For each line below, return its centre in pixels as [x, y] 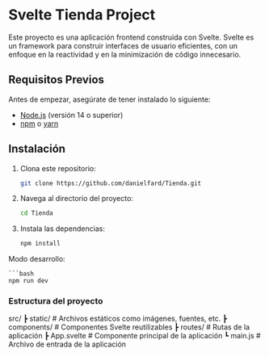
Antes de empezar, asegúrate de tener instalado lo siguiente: [109, 99]
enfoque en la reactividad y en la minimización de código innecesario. [125, 54]
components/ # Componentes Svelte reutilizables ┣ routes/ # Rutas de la [129, 327]
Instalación [37, 149]
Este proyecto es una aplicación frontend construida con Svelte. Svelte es [131, 37]
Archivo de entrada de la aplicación [67, 344]
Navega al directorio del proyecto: [76, 199]
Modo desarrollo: [37, 259]
